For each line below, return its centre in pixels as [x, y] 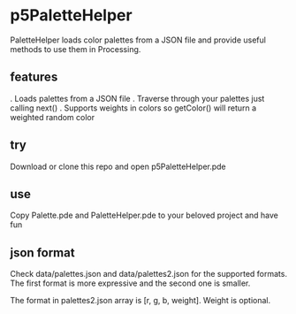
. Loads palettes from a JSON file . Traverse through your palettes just [137, 98]
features [34, 77]
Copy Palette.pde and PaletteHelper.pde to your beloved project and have [144, 215]
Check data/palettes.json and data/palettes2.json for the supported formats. [149, 274]
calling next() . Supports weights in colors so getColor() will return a [133, 108]
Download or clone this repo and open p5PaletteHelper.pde [118, 166]
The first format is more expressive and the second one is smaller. [130, 283]
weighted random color [53, 117]
